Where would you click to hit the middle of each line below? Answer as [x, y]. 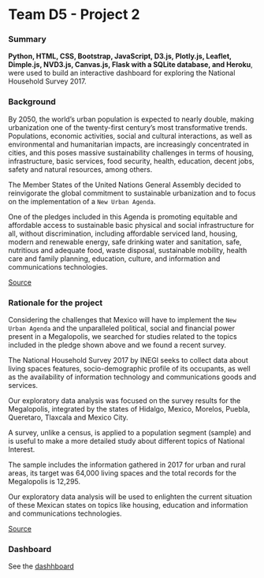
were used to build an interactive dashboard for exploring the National [122, 73]
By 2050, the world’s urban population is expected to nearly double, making [131, 119]
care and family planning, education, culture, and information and [114, 259]
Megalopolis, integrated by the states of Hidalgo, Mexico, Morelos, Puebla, [129, 409]
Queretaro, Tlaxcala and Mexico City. [68, 418]
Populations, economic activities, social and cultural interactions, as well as [130, 136]
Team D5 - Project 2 [74, 15]
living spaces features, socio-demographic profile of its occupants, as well [129, 369]
